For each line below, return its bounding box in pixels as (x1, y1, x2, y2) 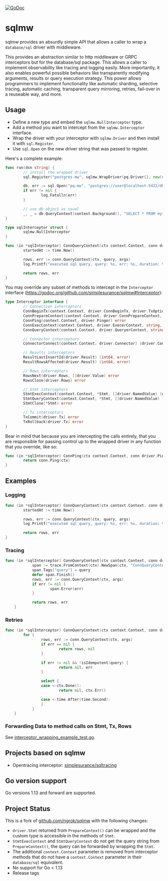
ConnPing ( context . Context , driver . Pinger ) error (23, 318, 126, 323)
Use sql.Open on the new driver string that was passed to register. (12, 145, 149, 151)
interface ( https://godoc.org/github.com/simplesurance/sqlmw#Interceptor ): (5, 290, 162, 296)
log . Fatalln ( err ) (40, 193, 77, 198)
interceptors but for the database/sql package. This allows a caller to (5, 59, 147, 65)
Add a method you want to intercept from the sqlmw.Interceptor (12, 124, 145, 130)
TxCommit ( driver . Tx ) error (23, 414, 79, 420)
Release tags (12, 870, 39, 876)
